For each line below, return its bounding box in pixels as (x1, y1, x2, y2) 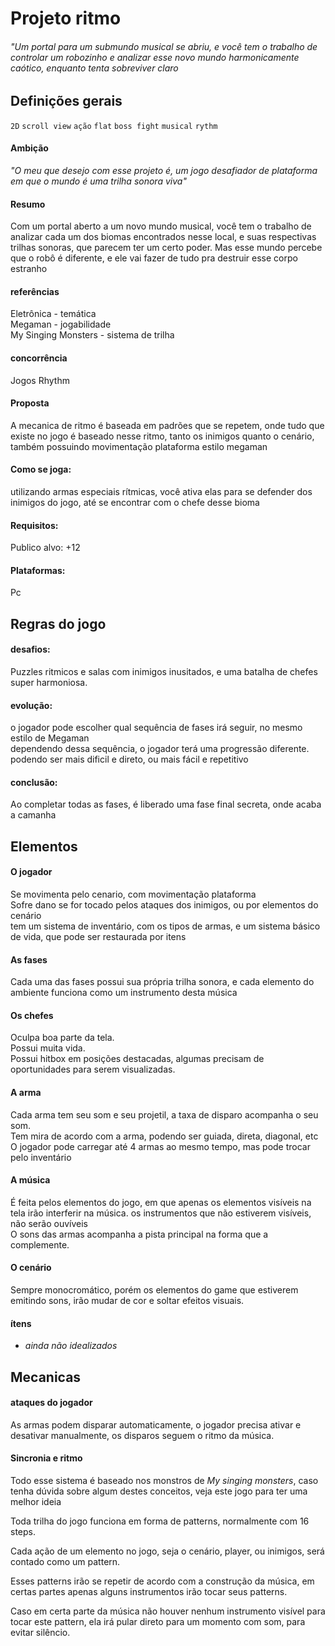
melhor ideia (10, 1496, 62, 1508)
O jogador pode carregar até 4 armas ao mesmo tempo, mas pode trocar (10, 1140, 311, 1152)
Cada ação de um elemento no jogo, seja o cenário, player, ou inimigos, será (10, 1545, 325, 1557)
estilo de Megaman (10, 732, 90, 744)
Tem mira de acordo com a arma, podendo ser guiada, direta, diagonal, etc (10, 1130, 319, 1142)
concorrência (10, 352, 68, 364)
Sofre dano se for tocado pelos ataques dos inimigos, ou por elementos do (10, 899, 319, 911)
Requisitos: (10, 519, 59, 531)
